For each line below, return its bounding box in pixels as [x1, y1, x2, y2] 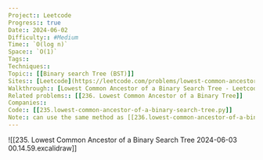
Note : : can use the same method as [8, 114, 124, 122]
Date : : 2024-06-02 [8, 26, 68, 34]
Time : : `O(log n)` [8, 41, 68, 49]
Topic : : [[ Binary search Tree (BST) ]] [8, 70, 135, 78]
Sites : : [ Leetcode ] [8, 77, 72, 85]
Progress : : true [8, 19, 61, 27]
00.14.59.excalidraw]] [8, 143, 77, 153]
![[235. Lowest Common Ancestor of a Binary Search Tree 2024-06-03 [8, 135, 237, 144]
